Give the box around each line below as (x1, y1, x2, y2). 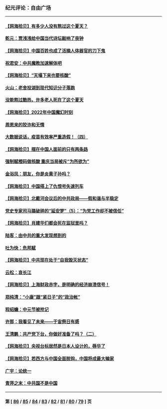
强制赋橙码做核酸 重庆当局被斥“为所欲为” (5, 158, 89, 165)
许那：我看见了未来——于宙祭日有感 (5, 318, 80, 324)
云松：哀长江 (5, 269, 31, 275)
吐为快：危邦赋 (5, 245, 36, 251)
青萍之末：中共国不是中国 (5, 380, 58, 386)
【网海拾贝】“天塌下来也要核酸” (5, 72, 71, 78)
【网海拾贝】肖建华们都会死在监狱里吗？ (5, 220, 88, 226)
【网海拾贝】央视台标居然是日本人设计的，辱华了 (5, 343, 105, 349)
